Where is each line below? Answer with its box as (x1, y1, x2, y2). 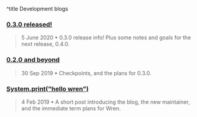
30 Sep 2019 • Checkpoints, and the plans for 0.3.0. (21, 69, 152, 76)
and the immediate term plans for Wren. (21, 104, 121, 112)
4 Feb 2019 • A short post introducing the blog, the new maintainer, (21, 98, 190, 105)
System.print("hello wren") (6, 84, 89, 93)
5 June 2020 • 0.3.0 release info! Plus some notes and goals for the (21, 34, 192, 41)
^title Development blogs (6, 5, 69, 12)
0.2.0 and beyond (6, 56, 60, 64)
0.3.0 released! (6, 20, 53, 28)
